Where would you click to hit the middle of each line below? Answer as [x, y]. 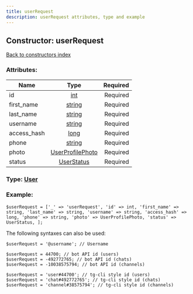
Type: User [22, 179]
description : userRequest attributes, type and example [75, 17]
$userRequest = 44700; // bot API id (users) [62, 254]
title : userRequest [30, 11]
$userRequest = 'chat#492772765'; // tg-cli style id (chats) [83, 280]
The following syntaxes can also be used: [56, 233]
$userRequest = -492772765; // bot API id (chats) [69, 259]
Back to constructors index [39, 55]
